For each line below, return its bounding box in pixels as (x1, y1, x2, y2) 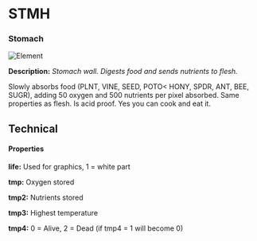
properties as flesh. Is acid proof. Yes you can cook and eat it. (8, 99, 211, 108)
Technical (8, 122, 58, 135)
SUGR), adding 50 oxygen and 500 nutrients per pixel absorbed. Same (8, 91, 240, 100)
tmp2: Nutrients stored (8, 192, 84, 203)
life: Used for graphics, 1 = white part (8, 162, 131, 172)
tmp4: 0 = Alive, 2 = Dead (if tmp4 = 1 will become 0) (8, 224, 184, 233)
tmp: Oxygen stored (8, 177, 75, 187)
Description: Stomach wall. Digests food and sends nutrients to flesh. (8, 67, 238, 76)
